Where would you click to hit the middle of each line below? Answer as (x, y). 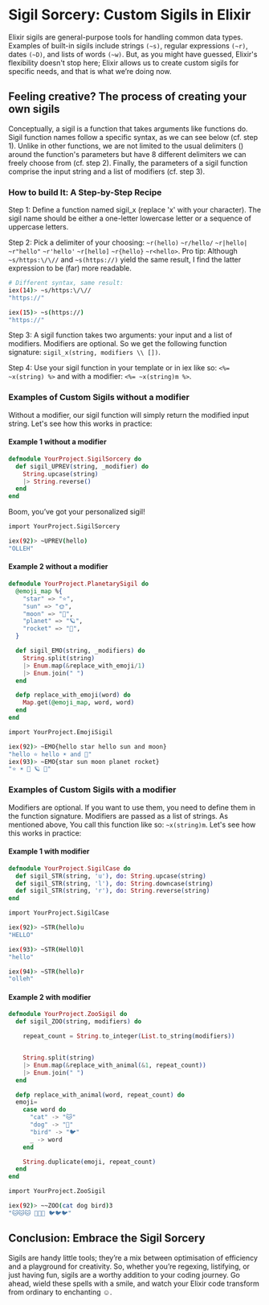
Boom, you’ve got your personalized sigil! (77, 512)
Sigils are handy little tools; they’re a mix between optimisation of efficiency (133, 1258)
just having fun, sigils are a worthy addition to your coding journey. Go (124, 1274)
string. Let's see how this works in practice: (80, 423)
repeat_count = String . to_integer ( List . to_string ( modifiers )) (129, 1036)
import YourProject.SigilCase (59, 913)
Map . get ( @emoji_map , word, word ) (79, 703)
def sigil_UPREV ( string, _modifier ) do (82, 466)
